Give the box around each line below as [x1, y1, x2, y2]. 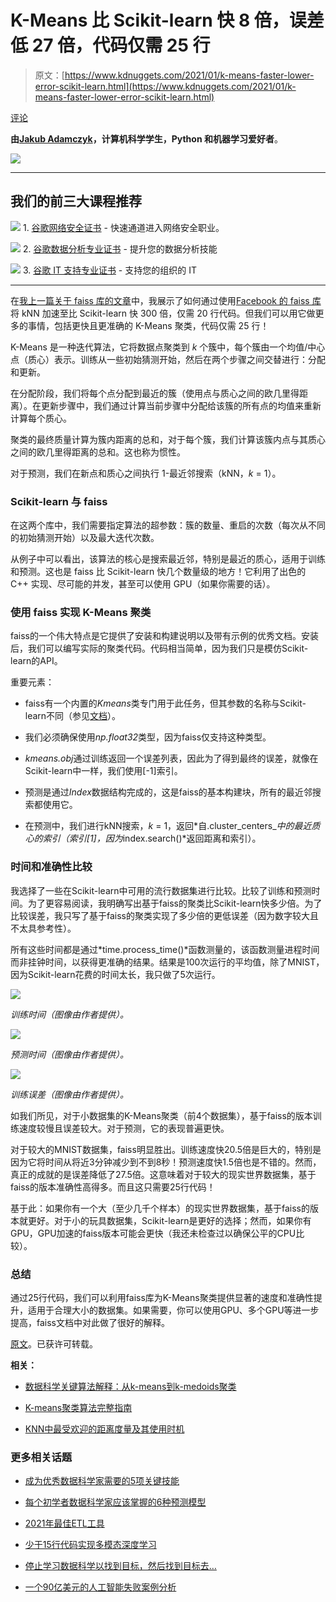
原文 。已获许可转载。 [10, 1337, 98, 1350]
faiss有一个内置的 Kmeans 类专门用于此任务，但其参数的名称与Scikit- [24, 697, 307, 710]
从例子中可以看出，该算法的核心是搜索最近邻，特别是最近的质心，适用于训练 [10, 553, 326, 565]
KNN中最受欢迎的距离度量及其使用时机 [24, 1422, 185, 1435]
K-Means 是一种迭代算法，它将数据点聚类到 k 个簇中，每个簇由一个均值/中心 [10, 341, 326, 353]
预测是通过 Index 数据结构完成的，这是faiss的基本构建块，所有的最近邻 [24, 786, 313, 798]
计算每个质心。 [10, 412, 72, 424]
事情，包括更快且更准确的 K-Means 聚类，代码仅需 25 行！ [27, 319, 270, 331]
